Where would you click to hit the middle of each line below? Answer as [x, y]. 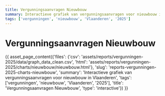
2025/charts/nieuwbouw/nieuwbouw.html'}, [50, 67]
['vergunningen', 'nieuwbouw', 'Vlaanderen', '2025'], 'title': [64, 83]
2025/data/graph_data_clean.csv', [40, 62]
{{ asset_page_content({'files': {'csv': [43, 57]
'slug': [101, 67]
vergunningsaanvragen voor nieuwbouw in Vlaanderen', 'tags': [69, 78]
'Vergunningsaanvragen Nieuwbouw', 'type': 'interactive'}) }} [67, 88]
